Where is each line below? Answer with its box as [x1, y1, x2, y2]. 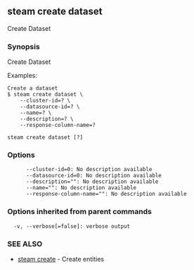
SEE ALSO [7, 238, 43, 248]
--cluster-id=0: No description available [25, 166, 153, 173]
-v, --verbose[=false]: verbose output [13, 222, 131, 230]
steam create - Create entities [17, 255, 105, 263]
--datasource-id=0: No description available [25, 172, 162, 180]
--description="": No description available [25, 178, 159, 185]
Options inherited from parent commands [7, 207, 153, 217]
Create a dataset [7, 85, 58, 92]
